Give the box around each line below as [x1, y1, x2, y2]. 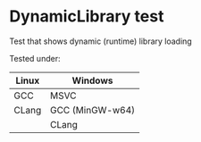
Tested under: [9, 53, 61, 63]
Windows [71, 74, 113, 87]
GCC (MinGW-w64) [49, 104, 136, 116]
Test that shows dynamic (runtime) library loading [9, 36, 192, 46]
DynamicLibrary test [9, 6, 164, 27]
